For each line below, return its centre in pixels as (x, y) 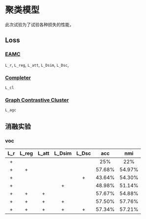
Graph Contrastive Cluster (37, 100)
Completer (18, 77)
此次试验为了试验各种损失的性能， (39, 24)
